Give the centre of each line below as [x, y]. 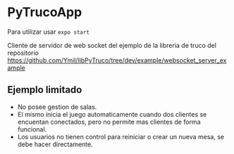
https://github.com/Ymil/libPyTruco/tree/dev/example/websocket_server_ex [117, 60]
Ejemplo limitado [45, 90]
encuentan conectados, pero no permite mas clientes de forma [109, 122]
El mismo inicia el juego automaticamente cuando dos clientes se [112, 114]
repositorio [23, 53]
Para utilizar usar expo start [49, 32]
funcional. [32, 129]
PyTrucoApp [45, 12]
